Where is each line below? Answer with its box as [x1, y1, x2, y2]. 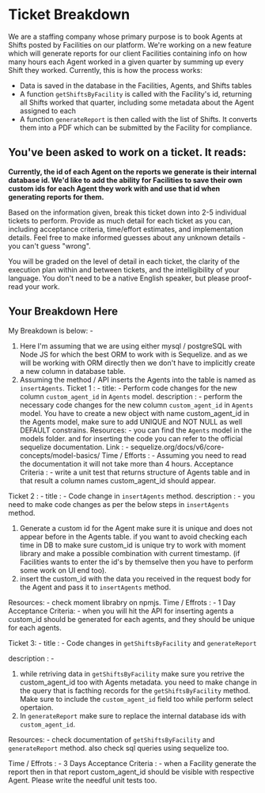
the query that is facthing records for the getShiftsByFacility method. [19, 685, 251, 695]
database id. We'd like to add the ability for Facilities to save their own [8, 175, 243, 185]
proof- [230, 273, 252, 283]
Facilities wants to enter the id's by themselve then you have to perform [19, 557, 254, 566]
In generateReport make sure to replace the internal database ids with [19, 711, 247, 720]
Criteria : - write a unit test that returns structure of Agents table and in [19, 467, 251, 477]
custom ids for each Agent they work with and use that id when [8, 184, 220, 193]
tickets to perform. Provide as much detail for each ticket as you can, [8, 215, 233, 225]
